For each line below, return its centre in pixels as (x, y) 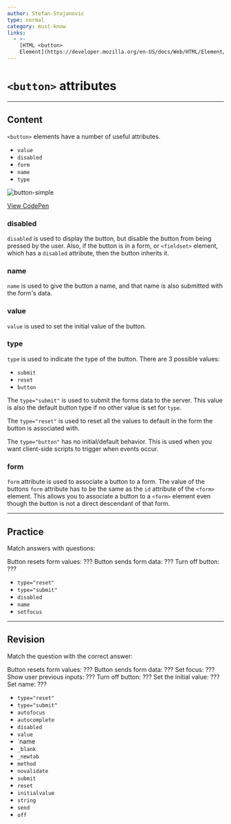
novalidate (33, 771)
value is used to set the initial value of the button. (77, 326)
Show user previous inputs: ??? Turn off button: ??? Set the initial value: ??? (113, 677)
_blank (26, 749)
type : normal (26, 20)
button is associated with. (44, 428)
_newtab (28, 757)
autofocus (31, 712)
